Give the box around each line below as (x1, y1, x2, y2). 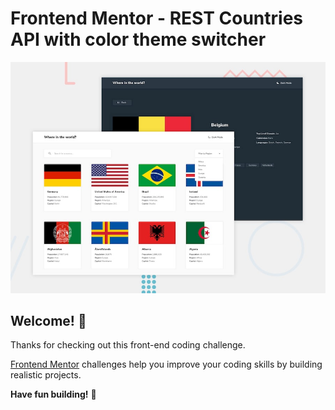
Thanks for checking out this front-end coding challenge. (10, 339, 246, 351)
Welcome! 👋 (10, 312, 87, 329)
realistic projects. (10, 369, 82, 381)
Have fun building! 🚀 (10, 388, 97, 401)
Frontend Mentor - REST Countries (10, 7, 304, 30)
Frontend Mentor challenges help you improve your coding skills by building (10, 358, 323, 371)
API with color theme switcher (10, 28, 267, 51)
